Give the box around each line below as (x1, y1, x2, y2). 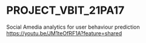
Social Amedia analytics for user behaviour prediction (6, 23, 141, 30)
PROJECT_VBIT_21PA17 (6, 4, 125, 17)
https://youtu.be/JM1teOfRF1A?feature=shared (6, 29, 122, 36)
